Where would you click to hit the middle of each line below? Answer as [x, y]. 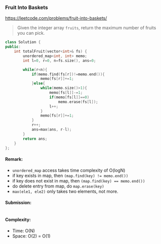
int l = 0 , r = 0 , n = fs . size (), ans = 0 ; [60, 61]
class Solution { [23, 42]
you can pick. [31, 33]
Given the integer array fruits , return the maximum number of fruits [87, 28]
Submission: [18, 203]
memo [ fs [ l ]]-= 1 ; [66, 93]
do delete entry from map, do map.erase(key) [58, 186]
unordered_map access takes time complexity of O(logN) [69, 170]
